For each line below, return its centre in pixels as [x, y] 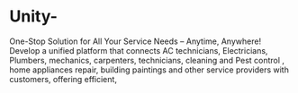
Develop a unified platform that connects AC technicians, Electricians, [139, 50]
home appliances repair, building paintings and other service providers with [149, 70]
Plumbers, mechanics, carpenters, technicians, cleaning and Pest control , [147, 60]
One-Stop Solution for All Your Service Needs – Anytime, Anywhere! [135, 41]
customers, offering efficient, [63, 79]
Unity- [34, 17]
